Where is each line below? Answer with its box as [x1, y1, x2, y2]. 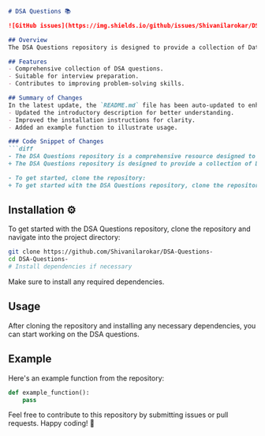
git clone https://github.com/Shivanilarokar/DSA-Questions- [8, 248, 214, 256]
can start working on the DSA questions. [8, 329, 140, 339]
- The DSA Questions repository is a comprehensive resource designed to [8, 153, 256, 161]
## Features [8, 58, 47, 66]
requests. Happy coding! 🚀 [8, 419, 95, 428]
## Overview [8, 36, 47, 44]
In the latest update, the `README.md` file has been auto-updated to [8, 101, 245, 109]
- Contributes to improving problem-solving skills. [8, 80, 185, 88]
